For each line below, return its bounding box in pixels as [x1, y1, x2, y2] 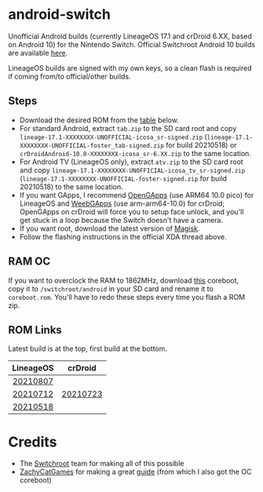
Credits [8, 433, 57, 450]
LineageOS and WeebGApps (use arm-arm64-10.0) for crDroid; [19, 199, 225, 208]
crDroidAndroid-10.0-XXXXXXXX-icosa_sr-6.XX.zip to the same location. [19, 148, 251, 158]
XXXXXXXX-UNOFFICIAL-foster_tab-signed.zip [19, 141, 165, 150]
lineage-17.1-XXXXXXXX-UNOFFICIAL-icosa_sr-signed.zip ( [19, 132, 208, 141]
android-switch [8, 5, 111, 24]
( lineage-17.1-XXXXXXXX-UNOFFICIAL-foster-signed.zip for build [19, 173, 228, 183]
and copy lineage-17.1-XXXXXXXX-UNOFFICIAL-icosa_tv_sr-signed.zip [19, 165, 246, 174]
